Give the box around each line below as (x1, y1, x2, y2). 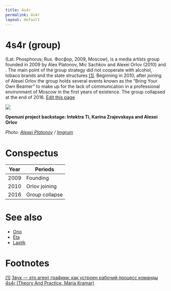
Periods (35, 166, 55, 173)
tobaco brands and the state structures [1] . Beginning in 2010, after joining (5, 72, 162, 79)
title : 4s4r (5, 7, 31, 13)
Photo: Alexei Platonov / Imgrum (5, 129, 73, 135)
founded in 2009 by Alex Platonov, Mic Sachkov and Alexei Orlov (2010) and (5, 62, 166, 68)
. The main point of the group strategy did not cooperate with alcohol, (5, 67, 152, 73)
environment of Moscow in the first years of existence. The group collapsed (5, 89, 165, 95)
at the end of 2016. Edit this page (5, 94, 75, 101)
